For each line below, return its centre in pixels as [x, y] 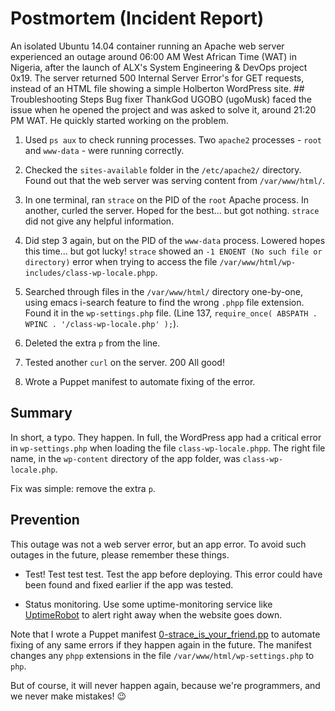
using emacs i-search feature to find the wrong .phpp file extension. [164, 302]
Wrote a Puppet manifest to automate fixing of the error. [140, 381]
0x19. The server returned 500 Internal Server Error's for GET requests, [157, 78]
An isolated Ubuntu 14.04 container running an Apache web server [147, 46]
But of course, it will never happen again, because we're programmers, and [165, 685]
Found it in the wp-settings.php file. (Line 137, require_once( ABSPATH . [171, 313]
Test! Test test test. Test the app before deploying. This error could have [173, 574]
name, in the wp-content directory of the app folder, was [125, 458]
